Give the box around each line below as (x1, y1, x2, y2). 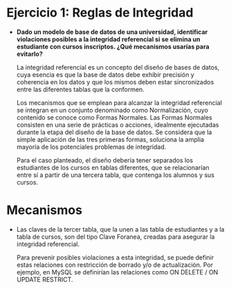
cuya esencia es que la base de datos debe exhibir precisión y (16, 71, 194, 79)
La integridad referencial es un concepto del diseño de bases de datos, (16, 63, 220, 71)
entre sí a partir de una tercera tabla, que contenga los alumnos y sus (16, 171, 215, 179)
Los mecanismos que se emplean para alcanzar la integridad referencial (16, 98, 223, 106)
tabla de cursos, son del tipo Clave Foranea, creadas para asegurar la (16, 232, 215, 241)
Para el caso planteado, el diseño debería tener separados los (16, 156, 194, 164)
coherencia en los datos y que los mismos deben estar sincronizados (16, 77, 214, 86)
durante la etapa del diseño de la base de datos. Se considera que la (16, 128, 212, 136)
